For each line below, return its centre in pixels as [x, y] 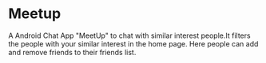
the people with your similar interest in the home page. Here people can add [133, 43]
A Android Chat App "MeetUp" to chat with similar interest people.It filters [129, 35]
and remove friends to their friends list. [72, 52]
